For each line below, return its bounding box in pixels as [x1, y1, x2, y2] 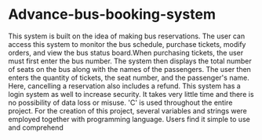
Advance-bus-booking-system [8, 5, 216, 23]
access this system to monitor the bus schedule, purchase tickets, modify [8, 39, 246, 48]
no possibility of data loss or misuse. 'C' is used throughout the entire [8, 98, 233, 107]
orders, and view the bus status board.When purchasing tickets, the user [8, 48, 244, 57]
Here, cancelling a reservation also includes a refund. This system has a [8, 81, 241, 91]
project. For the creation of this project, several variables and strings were [8, 106, 247, 115]
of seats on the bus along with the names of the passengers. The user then [8, 64, 251, 74]
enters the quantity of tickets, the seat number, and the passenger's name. [8, 73, 249, 82]
